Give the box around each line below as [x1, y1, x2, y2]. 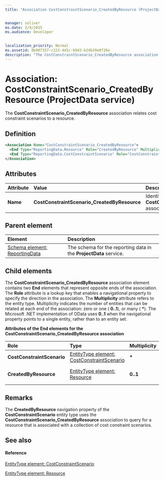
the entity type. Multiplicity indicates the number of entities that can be [5, 301, 148, 306]
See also [5, 436, 32, 445]
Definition [5, 130, 36, 138]
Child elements [5, 267, 52, 275]
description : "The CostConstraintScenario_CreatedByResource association [5, 52, 159, 57]
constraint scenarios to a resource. [5, 115, 76, 121]
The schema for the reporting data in [67, 244, 152, 251]
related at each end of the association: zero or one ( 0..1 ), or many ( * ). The [5, 306, 156, 312]
